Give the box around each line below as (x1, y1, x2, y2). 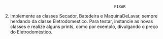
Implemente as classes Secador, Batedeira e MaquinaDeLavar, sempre (10, 13, 158, 19)
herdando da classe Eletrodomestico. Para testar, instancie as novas (10, 18, 153, 24)
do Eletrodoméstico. (10, 29, 52, 34)
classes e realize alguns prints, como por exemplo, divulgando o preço (10, 23, 158, 29)
